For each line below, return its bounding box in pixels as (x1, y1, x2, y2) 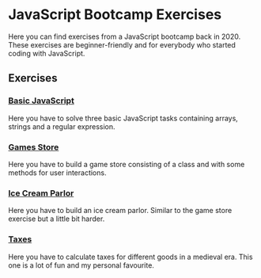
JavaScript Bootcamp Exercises (8, 6, 222, 24)
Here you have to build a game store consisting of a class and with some (8, 159, 245, 169)
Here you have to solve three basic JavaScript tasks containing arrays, (8, 113, 239, 123)
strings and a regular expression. (8, 121, 116, 131)
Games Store (8, 141, 59, 152)
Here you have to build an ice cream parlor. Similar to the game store (8, 206, 233, 215)
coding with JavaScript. (8, 48, 85, 58)
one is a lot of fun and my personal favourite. (8, 260, 154, 270)
